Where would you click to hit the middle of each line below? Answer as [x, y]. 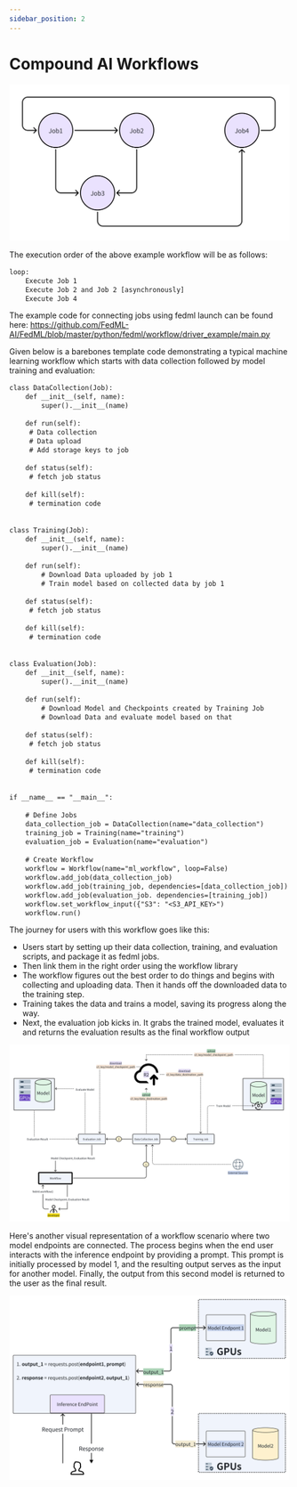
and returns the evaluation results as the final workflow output [136, 1032]
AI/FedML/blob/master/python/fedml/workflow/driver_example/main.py [140, 334]
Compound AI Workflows [104, 64]
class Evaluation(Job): [53, 663]
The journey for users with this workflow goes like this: [110, 930]
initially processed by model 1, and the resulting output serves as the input [145, 1264]
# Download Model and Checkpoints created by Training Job [153, 708]
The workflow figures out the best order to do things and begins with [148, 975]
